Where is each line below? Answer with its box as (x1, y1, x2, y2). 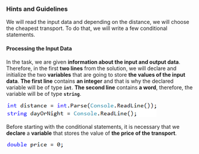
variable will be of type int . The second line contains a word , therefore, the (6, 83, 193, 91)
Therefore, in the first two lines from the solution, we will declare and (6, 65, 177, 72)
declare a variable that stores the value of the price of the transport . (6, 129, 177, 137)
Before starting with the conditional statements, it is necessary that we (6, 123, 180, 130)
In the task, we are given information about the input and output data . (6, 58, 180, 65)
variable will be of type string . (6, 90, 82, 97)
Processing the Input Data (6, 44, 72, 52)
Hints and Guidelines (6, 5, 68, 13)
